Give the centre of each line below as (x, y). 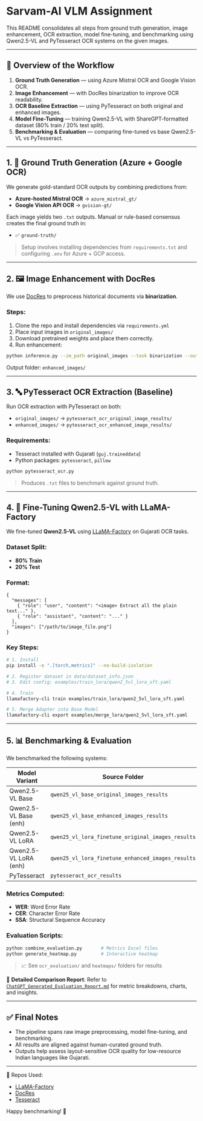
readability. (29, 99)
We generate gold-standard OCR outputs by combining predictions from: (97, 187)
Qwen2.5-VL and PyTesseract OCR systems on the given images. (88, 41)
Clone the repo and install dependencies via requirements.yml (92, 325)
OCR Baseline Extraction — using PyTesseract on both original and (99, 106)
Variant (27, 781)
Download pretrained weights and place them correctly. (84, 338)
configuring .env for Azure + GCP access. (73, 253)
